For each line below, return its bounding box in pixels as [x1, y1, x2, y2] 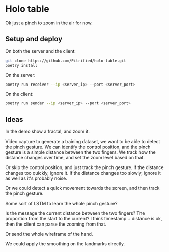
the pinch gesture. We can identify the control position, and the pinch [5, 144, 151, 150]
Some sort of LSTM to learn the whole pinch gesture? [5, 201, 118, 207]
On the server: [5, 72, 36, 78]
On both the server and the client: [5, 48, 76, 54]
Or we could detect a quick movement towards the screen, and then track [5, 185, 160, 191]
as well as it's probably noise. [5, 175, 68, 181]
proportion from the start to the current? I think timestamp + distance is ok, [5, 216, 162, 222]
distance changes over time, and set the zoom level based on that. [5, 155, 145, 161]
